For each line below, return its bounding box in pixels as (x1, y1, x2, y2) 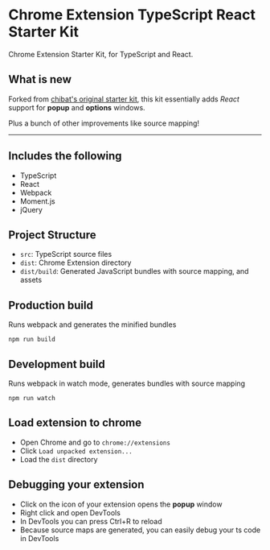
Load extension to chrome (8, 416, 142, 430)
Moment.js (19, 196, 55, 206)
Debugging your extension (8, 478, 145, 492)
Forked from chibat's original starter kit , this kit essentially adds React (8, 94, 239, 104)
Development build (8, 357, 106, 371)
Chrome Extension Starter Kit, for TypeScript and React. (8, 49, 194, 59)
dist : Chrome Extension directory (19, 258, 132, 267)
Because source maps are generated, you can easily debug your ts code (19, 525, 261, 535)
